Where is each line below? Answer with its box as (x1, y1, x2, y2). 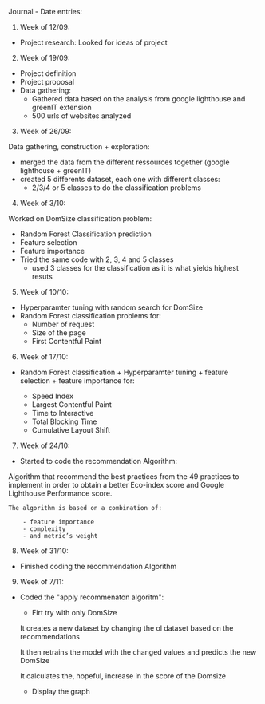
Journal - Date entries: (8, 7, 82, 16)
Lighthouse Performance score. (8, 488, 113, 498)
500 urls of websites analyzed (31, 111, 132, 121)
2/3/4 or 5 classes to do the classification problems (31, 183, 202, 192)
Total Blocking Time (31, 417, 97, 426)
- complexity (22, 525, 66, 533)
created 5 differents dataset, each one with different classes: (19, 175, 221, 184)
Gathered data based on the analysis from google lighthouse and (31, 94, 246, 103)
